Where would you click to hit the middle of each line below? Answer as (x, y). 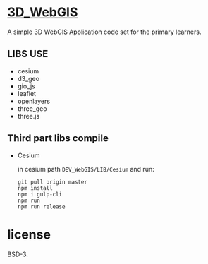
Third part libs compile (58, 138)
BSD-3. (18, 254)
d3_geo (29, 78)
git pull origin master (53, 182)
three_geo (32, 108)
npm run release (41, 206)
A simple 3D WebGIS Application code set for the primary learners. (104, 32)
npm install (35, 188)
